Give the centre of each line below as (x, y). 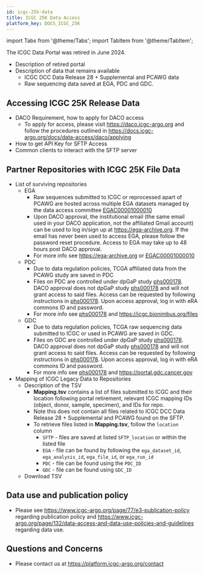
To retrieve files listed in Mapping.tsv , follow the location (106, 424)
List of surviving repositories (51, 184)
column (43, 431)
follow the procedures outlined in (66, 131)
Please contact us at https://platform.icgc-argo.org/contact (90, 563)
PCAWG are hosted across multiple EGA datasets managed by (111, 203)
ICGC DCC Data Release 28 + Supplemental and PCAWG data (102, 78)
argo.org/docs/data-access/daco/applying (78, 137)
